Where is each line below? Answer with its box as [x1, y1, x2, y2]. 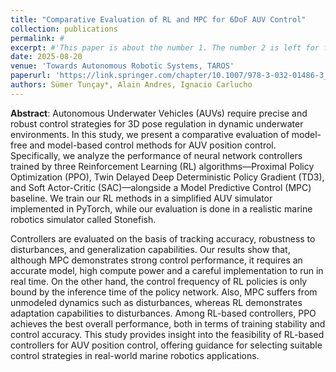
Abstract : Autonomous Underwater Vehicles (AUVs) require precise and [10, 107, 308, 119]
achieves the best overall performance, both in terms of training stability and [10, 317, 326, 330]
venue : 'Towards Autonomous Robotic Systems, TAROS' [10, 61, 235, 71]
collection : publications [10, 24, 118, 34]
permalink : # [10, 33, 65, 43]
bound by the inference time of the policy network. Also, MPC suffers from [10, 286, 318, 298]
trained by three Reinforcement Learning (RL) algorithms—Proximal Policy [10, 160, 315, 172]
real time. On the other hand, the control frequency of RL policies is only [10, 275, 308, 287]
